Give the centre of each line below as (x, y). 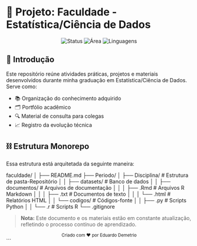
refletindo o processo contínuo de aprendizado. (78, 224)
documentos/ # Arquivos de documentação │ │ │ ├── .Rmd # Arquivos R (95, 187)
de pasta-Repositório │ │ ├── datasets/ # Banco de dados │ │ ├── (88, 181)
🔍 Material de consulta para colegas (59, 116)
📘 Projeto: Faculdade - (62, 12)
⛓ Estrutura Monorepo (48, 146)
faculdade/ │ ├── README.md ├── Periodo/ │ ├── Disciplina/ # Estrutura (97, 175)
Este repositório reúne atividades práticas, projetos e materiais (82, 74)
